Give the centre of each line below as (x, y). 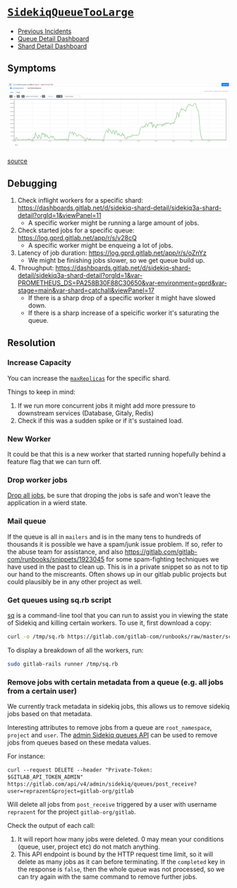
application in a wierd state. (47, 503)
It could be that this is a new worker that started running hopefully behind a (117, 454)
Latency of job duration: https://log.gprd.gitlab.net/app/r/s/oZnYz (112, 253)
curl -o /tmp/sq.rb (36, 637)
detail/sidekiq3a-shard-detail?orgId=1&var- (80, 276)
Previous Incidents (44, 31)
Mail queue (27, 521)
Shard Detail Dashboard (52, 46)
